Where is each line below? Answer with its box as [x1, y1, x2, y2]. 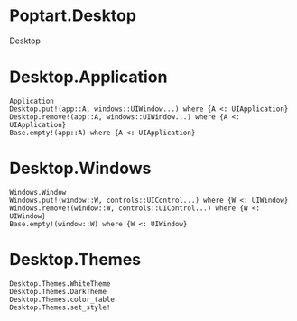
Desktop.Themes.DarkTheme [9, 287, 107, 296]
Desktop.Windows [9, 159, 152, 179]
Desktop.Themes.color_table [9, 295, 116, 304]
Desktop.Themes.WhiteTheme [9, 279, 111, 289]
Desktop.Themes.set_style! [9, 303, 111, 312]
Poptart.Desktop [9, 5, 137, 26]
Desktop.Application [9, 67, 168, 87]
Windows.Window [9, 188, 67, 197]
